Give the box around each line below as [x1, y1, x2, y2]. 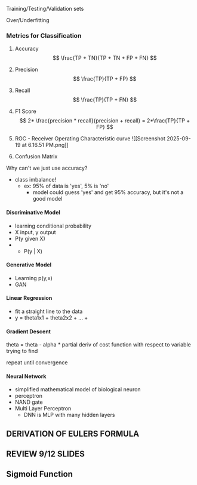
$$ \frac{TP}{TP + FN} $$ [72, 96, 137, 103]
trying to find [6, 348, 38, 355]
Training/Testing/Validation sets [6, 5, 84, 12]
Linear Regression [6, 294, 53, 302]
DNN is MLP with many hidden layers [23, 412, 115, 419]
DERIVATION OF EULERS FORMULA [6, 428, 140, 438]
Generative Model [6, 261, 52, 268]
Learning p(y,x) [14, 274, 53, 281]
